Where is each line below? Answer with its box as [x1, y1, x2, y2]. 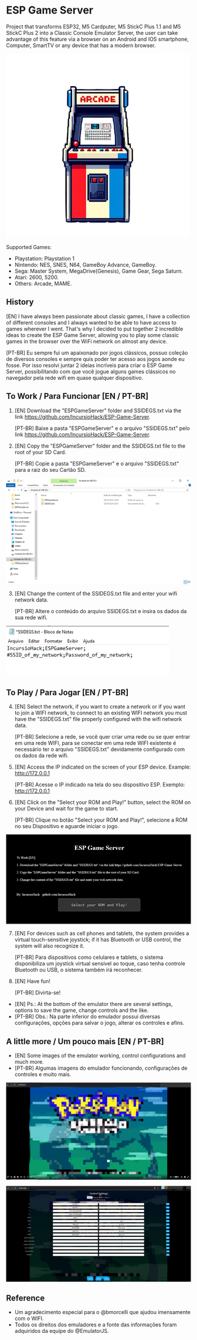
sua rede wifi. [14, 614, 48, 621]
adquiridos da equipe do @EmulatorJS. [14, 1328, 109, 1335]
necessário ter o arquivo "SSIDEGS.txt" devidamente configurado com [14, 746, 185, 753]
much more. [14, 1058, 44, 1065]
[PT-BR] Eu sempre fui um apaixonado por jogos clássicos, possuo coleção [6, 349, 188, 356]
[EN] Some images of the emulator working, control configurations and [14, 1052, 186, 1059]
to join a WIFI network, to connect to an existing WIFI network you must [14, 709, 188, 716]
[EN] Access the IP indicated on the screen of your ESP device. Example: [14, 763, 191, 770]
